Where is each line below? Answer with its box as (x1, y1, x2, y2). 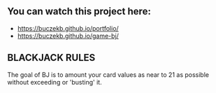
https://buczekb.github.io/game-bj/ (17, 31, 119, 40)
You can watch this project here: (7, 6, 152, 17)
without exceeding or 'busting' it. (7, 78, 103, 86)
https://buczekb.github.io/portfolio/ (17, 24, 119, 32)
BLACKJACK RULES (7, 52, 96, 64)
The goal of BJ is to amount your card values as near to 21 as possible (7, 70, 210, 79)
